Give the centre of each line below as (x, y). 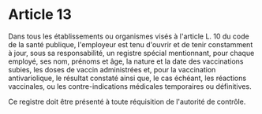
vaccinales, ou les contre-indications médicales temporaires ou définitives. (130, 86)
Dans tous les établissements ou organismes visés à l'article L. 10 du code (129, 36)
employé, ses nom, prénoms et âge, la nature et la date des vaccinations (126, 61)
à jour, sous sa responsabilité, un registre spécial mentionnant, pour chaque (131, 53)
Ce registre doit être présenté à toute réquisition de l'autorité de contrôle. (127, 101)
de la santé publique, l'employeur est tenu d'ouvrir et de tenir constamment (131, 44)
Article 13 (40, 15)
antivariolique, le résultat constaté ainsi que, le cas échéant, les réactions (127, 78)
